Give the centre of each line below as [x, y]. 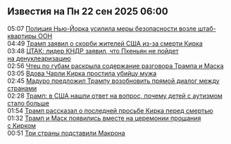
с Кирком [22, 125]
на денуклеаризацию [39, 58]
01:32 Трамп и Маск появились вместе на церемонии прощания [104, 118]
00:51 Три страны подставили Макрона [66, 133]
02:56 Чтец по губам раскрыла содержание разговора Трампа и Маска [115, 65]
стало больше [29, 103]
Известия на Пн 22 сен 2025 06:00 [88, 12]
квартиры [22, 36]
